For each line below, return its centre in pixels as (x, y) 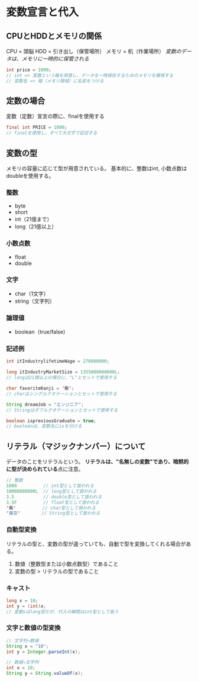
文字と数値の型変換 (33, 628)
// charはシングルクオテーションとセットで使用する (61, 394)
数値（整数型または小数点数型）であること (66, 563)
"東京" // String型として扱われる (53, 514)
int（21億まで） (33, 219)
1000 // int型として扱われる (50, 486)
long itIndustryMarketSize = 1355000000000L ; (63, 372)
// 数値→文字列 (23, 662)
